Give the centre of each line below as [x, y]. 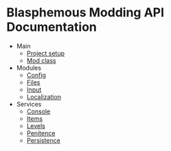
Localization [44, 96]
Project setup [46, 53]
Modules [29, 68]
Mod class [41, 60]
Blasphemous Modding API [85, 13]
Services [29, 104]
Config [36, 75]
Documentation [52, 27]
